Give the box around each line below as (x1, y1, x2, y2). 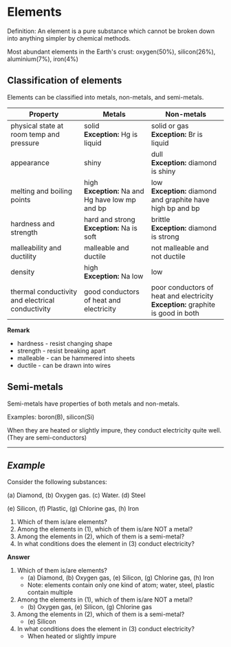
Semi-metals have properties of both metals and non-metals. (7, 399, 180, 408)
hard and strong (83, 215, 135, 224)
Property (29, 109, 59, 119)
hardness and (10, 219, 55, 228)
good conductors (83, 287, 140, 296)
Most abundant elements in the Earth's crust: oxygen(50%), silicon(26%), (7, 47, 216, 56)
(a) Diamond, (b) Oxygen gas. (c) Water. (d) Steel (7, 491, 146, 499)
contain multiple (27, 589, 74, 597)
